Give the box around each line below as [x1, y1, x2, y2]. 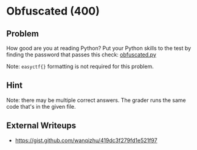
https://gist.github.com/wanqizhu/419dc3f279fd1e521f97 [15, 137, 157, 144]
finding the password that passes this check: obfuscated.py [6, 51, 157, 58]
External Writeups [6, 120, 77, 131]
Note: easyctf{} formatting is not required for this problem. [6, 63, 154, 70]
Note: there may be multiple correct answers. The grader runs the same [6, 96, 187, 104]
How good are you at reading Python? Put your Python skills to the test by [6, 44, 192, 52]
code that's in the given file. [6, 103, 76, 110]
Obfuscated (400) [6, 4, 100, 18]
